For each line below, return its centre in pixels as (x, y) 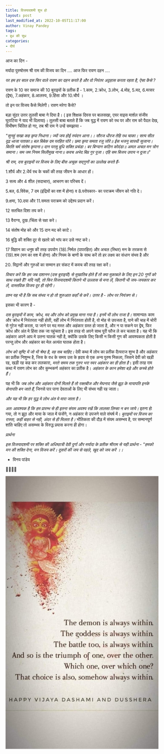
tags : (11, 31)
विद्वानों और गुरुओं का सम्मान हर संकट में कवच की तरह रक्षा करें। (62, 264)
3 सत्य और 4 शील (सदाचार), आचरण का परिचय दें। (46, 181)
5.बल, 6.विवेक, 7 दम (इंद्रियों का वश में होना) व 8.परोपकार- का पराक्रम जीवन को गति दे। (74, 191)
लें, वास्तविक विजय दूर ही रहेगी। (30, 285)
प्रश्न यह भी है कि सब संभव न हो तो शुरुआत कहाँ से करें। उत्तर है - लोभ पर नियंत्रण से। (71, 295)
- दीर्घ (10, 46)
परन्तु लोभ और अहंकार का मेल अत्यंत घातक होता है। (46, 342)
